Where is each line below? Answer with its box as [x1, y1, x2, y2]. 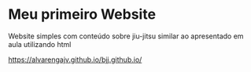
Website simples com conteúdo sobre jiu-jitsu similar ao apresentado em [8, 31, 244, 41]
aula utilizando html [8, 39, 72, 49]
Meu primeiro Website [8, 5, 156, 23]
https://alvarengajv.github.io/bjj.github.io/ [8, 55, 142, 64]
